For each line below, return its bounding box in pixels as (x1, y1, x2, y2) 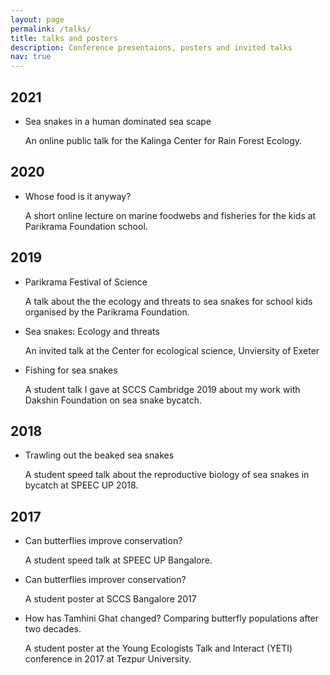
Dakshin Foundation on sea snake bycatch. (24, 394, 203, 406)
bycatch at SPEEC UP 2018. (24, 479, 139, 491)
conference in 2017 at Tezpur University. (24, 653, 192, 665)
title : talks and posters (10, 33, 118, 43)
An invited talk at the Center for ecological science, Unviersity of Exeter (24, 344, 320, 356)
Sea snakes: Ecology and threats (24, 325, 160, 337)
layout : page (10, 14, 65, 25)
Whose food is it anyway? (24, 190, 132, 202)
